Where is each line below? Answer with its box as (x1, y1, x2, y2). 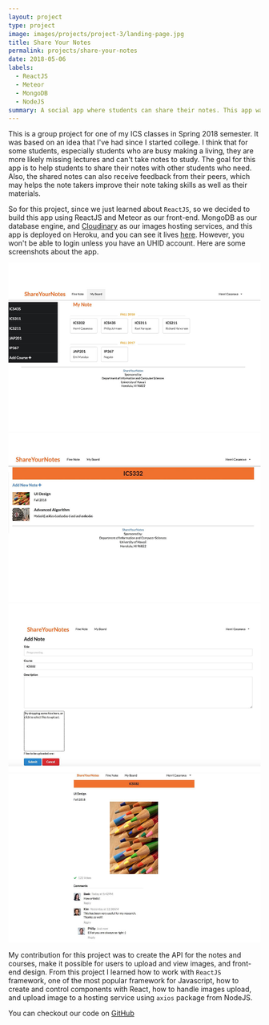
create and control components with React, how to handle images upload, (8, 984, 252, 994)
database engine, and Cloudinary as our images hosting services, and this (8, 222, 253, 231)
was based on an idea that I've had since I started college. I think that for (8, 137, 248, 148)
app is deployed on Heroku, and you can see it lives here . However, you (8, 230, 245, 240)
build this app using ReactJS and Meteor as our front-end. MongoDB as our (8, 213, 258, 222)
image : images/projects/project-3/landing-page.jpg (8, 30, 184, 38)
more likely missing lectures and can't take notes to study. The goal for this (8, 155, 256, 165)
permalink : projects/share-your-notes (8, 47, 138, 55)
